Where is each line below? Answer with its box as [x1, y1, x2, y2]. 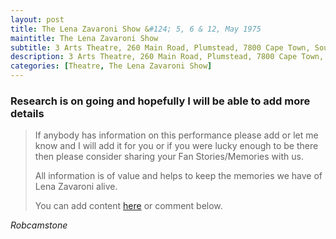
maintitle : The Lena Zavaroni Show [10, 33, 159, 43]
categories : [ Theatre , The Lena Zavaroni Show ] [10, 61, 213, 71]
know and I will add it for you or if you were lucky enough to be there [34, 140, 319, 152]
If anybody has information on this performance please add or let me [34, 129, 319, 141]
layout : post [10, 14, 65, 25]
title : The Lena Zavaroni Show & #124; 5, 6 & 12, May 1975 [10, 24, 262, 34]
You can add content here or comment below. [34, 200, 223, 212]
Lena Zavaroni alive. [34, 181, 118, 193]
